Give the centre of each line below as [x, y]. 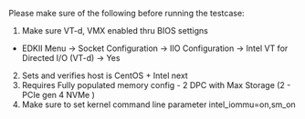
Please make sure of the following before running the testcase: [126, 13]
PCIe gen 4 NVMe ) [58, 95]
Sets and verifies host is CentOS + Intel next [105, 75]
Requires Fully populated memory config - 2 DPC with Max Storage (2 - [156, 85]
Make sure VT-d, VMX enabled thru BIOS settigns [115, 30]
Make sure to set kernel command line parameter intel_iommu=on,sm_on [158, 104]
